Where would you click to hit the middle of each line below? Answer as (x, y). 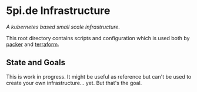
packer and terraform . (33, 44)
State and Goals (36, 63)
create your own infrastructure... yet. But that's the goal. (74, 83)
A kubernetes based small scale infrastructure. (63, 27)
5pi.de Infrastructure (58, 11)
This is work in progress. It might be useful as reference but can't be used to (99, 76)
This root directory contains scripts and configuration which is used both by (98, 38)
